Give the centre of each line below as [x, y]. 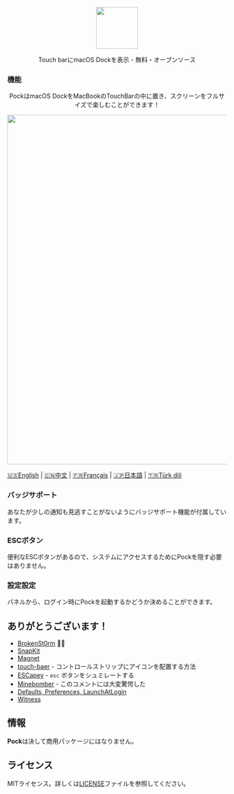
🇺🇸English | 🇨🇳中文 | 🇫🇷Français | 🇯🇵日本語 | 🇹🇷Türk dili [95, 475]
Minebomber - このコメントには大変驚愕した [81, 684]
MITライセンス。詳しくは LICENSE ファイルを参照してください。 [99, 784]
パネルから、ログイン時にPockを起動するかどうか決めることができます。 [112, 602]
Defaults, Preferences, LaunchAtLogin [72, 692]
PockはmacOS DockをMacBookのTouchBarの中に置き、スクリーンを [108, 96]
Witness [29, 699]
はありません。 [29, 565]
